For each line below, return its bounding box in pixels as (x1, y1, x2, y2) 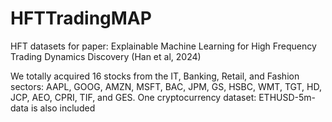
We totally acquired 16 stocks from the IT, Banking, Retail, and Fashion (10, 70, 300, 82)
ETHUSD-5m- (258, 91, 317, 103)
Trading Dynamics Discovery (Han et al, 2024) (10, 50, 202, 62)
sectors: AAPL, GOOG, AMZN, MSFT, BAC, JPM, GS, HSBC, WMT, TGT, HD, (10, 80, 323, 92)
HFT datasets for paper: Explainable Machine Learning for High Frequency (10, 40, 317, 52)
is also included (30, 102, 96, 114)
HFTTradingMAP (10, 7, 152, 30)
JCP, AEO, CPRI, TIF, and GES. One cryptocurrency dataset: (10, 91, 257, 103)
